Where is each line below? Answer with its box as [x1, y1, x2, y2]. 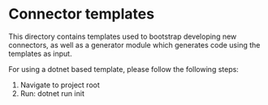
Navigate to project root [19, 80, 100, 90]
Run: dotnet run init [19, 88, 85, 98]
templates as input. [8, 48, 72, 58]
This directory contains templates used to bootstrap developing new [8, 31, 237, 41]
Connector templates [8, 5, 155, 23]
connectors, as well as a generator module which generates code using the [8, 40, 261, 49]
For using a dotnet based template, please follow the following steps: [8, 64, 240, 73]
